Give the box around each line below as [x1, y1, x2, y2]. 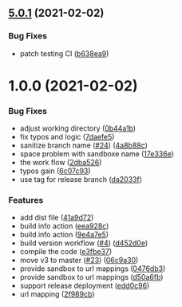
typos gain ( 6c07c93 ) [19, 166, 91, 176]
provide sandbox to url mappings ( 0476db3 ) [19, 264, 166, 273]
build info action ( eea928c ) [19, 221, 109, 231]
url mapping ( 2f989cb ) [19, 289, 95, 299]
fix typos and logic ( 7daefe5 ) [19, 132, 115, 142]
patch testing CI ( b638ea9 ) [19, 48, 109, 59]
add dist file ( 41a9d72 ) [19, 212, 94, 223]
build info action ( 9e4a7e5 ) [19, 230, 109, 240]
